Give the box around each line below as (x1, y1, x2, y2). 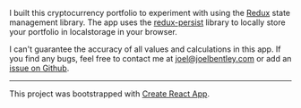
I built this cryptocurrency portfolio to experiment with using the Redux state (9, 8, 291, 18)
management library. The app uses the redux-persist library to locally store (9, 17, 286, 28)
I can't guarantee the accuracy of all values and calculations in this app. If (9, 44, 281, 54)
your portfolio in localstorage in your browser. (9, 27, 177, 37)
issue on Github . (9, 62, 70, 73)
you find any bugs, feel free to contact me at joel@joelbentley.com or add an (9, 54, 292, 63)
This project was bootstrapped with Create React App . (9, 88, 211, 99)
